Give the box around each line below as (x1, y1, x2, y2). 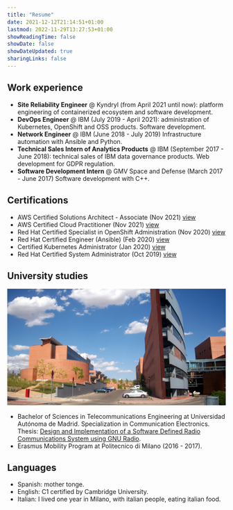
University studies (7, 270, 89, 282)
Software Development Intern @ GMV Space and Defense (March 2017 (17, 167, 223, 175)
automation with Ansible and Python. (17, 137, 123, 145)
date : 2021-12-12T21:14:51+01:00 (7, 18, 104, 26)
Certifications (7, 195, 69, 207)
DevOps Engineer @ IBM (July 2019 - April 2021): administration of (17, 115, 209, 123)
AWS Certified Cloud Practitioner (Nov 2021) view (17, 220, 159, 229)
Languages (7, 461, 57, 473)
